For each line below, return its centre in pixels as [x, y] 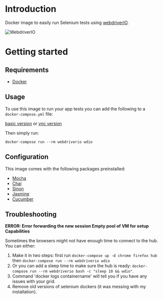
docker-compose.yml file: [29, 114]
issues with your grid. [34, 281]
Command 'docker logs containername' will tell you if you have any [80, 276]
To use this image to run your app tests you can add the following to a [75, 109]
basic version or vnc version [33, 123]
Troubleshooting [31, 214]
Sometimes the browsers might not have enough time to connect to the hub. [82, 241]
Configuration [27, 157]
